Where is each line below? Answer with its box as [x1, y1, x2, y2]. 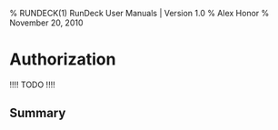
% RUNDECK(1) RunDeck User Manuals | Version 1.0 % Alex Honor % [9, 8, 270, 18]
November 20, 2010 [9, 17, 84, 28]
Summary [9, 105, 66, 121]
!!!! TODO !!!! [9, 79, 56, 90]
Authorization [9, 49, 116, 70]
